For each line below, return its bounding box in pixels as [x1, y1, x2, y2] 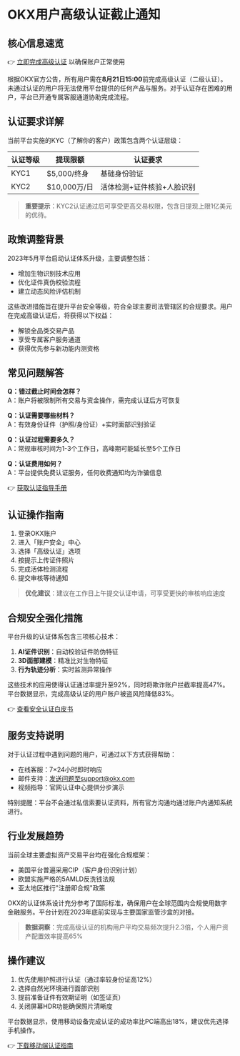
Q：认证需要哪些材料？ [7, 412, 75, 420]
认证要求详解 [7, 116, 64, 128]
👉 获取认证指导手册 [7, 484, 68, 492]
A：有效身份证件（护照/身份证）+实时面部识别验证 [7, 420, 156, 429]
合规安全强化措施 [7, 612, 83, 624]
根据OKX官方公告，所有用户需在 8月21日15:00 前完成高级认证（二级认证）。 [7, 75, 227, 83]
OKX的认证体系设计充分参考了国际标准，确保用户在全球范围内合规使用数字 [7, 898, 227, 907]
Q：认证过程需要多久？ [7, 435, 75, 444]
